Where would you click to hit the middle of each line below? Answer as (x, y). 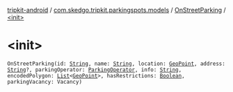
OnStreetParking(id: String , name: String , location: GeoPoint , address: (116, 64)
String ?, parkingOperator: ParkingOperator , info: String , (95, 70)
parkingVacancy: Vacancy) (45, 82)
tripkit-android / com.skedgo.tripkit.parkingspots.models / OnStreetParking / (116, 10)
